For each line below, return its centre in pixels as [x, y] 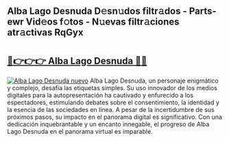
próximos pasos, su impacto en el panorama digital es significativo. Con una [115, 117]
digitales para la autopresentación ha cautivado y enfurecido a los [100, 95]
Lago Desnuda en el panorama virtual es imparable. [80, 131]
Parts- [203, 11]
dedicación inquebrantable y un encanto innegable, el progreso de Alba [108, 124]
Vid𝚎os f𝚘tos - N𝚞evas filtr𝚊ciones [103, 22]
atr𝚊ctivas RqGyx [45, 32]
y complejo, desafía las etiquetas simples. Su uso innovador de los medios [112, 88]
